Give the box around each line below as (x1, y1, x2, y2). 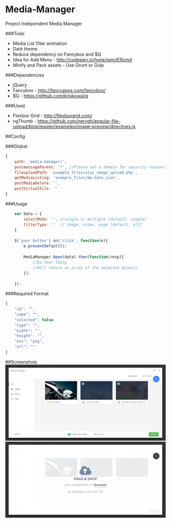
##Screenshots (5, 359, 38, 365)
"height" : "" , (14, 333, 44, 338)
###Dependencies (5, 72, 44, 78)
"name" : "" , (14, 312, 40, 317)
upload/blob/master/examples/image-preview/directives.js (12, 123, 136, 129)
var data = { (14, 211, 42, 216)
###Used (5, 102, 25, 108)
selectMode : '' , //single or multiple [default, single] (23, 216, 147, 222)
